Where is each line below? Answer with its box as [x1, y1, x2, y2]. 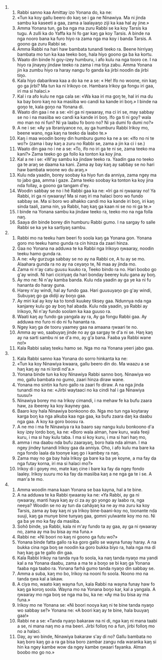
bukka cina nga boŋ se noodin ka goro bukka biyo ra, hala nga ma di [17, 544, 156, 550]
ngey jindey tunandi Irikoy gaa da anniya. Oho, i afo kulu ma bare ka [17, 445, 155, 451]
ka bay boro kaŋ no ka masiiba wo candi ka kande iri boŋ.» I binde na [17, 99, 158, 104]
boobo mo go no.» [17, 649, 55, 655]
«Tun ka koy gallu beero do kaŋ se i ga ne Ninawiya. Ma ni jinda [17, 15, 146, 20]
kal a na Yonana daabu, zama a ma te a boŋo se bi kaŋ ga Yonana [17, 560, 150, 566]
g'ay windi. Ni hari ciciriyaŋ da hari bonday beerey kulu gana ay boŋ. [17, 272, 157, 277]
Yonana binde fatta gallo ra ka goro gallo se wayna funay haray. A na [17, 539, 157, 545]
